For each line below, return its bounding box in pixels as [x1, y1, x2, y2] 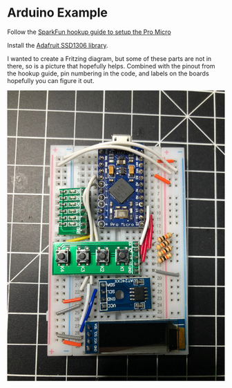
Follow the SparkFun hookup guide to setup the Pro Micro [7, 28, 171, 36]
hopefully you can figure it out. [7, 76, 95, 84]
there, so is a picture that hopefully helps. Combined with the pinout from [7, 62, 215, 70]
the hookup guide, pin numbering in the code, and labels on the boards [7, 69, 209, 77]
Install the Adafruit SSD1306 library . [7, 41, 108, 49]
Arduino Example [7, 5, 108, 21]
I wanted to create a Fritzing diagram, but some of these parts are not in [7, 54, 212, 63]
